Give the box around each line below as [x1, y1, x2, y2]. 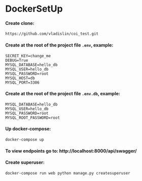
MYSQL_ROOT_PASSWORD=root [5, 115, 60, 120]
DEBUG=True [5, 58, 28, 63]
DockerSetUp [5, 3, 63, 15]
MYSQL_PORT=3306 [5, 80, 40, 85]
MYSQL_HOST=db [5, 76, 35, 81]
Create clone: [5, 20, 34, 26]
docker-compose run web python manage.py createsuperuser [5, 170, 130, 175]
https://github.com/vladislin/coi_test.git [5, 31, 99, 37]
